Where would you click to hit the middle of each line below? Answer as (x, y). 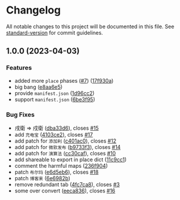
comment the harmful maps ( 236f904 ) (61, 165)
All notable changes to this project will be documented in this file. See (90, 26)
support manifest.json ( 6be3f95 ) (55, 99)
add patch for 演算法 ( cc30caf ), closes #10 (65, 153)
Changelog (33, 10)
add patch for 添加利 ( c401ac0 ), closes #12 (65, 141)
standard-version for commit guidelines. (55, 32)
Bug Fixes (21, 114)
